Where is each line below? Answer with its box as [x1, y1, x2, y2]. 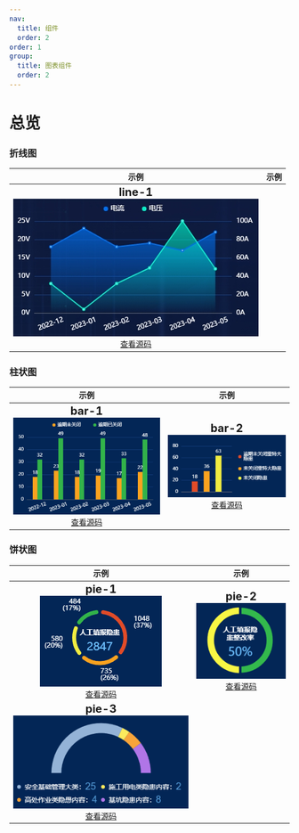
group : [9, 52, 34, 61]
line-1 [118, 185, 154, 200]
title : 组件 [17, 23, 60, 33]
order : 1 [9, 43, 42, 52]
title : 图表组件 [17, 61, 73, 70]
